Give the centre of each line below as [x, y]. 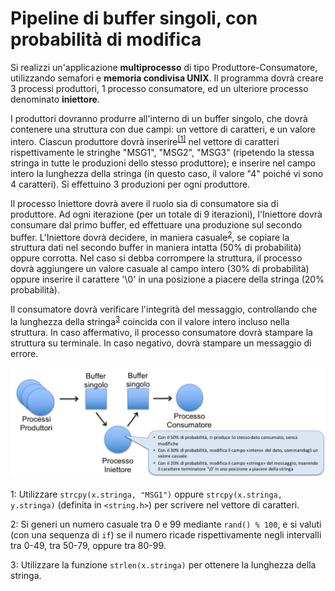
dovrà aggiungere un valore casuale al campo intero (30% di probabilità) [160, 269]
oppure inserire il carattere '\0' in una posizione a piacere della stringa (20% [167, 279]
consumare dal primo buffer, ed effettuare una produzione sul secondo [156, 224]
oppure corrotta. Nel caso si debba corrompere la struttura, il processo [156, 258]
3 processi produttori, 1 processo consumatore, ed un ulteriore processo [159, 88]
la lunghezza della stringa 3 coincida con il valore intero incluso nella [150, 320]
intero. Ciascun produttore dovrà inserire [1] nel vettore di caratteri [145, 140]
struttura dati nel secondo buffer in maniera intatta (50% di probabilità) [156, 248]
